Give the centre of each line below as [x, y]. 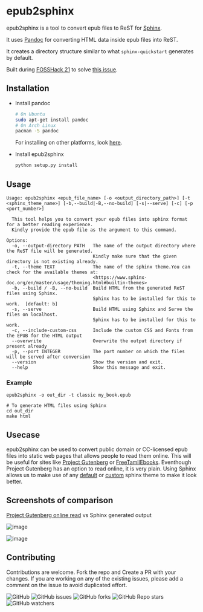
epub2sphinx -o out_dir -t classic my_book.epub [69, 395]
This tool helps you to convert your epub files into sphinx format [100, 219]
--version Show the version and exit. [88, 362]
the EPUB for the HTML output [44, 336]
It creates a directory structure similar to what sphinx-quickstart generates [100, 51]
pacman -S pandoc [37, 131]
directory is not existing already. [52, 261]
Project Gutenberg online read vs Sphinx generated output [79, 515]
